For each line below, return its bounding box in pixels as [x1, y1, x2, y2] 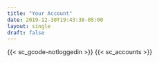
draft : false [7, 29, 45, 36]
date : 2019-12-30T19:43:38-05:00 [7, 16, 104, 23]
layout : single [7, 23, 51, 29]
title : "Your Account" [7, 10, 73, 17]
